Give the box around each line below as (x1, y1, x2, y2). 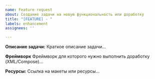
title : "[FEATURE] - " (5, 16, 52, 21)
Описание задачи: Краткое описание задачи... (5, 44, 106, 50)
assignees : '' (5, 26, 35, 31)
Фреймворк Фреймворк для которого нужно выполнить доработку (5, 53, 150, 60)
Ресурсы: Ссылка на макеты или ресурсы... (5, 68, 100, 75)
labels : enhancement (5, 21, 48, 26)
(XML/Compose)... (5, 59, 43, 65)
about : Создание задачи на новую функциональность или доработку (5, 12, 144, 17)
